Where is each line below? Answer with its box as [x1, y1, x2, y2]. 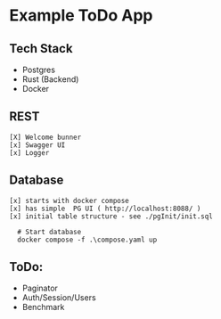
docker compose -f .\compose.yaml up [17, 235, 158, 244]
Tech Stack [9, 41, 73, 56]
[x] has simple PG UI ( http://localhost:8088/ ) [9, 204, 201, 213]
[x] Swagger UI [9, 140, 66, 150]
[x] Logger [9, 148, 50, 157]
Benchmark [21, 302, 65, 313]
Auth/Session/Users [21, 292, 96, 303]
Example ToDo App [9, 5, 153, 26]
